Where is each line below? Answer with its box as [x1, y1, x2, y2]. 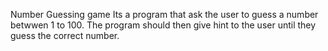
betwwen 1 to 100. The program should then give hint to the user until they [10, 19, 317, 31]
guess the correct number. [10, 30, 120, 41]
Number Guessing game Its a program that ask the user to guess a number [10, 9, 319, 20]
